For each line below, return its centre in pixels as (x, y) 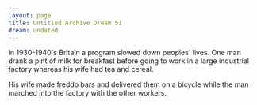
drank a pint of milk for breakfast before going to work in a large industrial (129, 61)
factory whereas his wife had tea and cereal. (81, 69)
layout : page (30, 15)
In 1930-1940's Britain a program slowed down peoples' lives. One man (125, 53)
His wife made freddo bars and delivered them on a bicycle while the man (128, 84)
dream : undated (33, 30)
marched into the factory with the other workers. (87, 93)
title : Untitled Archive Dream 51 (65, 23)
